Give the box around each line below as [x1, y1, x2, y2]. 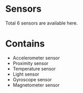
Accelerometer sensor [12, 55, 60, 61]
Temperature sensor [12, 65, 56, 72]
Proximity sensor [12, 60, 49, 66]
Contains [5, 38, 45, 50]
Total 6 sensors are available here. [5, 20, 78, 26]
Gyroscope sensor [12, 76, 52, 82]
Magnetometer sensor [12, 82, 60, 88]
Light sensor [12, 71, 39, 77]
